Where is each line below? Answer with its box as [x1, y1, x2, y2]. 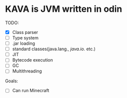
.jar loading [12, 40, 35, 46]
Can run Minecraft [12, 88, 49, 94]
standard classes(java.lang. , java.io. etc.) [12, 46, 96, 52]
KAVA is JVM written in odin [5, 3, 123, 15]
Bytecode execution [12, 57, 53, 63]
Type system [12, 35, 38, 40]
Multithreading [12, 68, 42, 74]
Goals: [5, 78, 18, 84]
